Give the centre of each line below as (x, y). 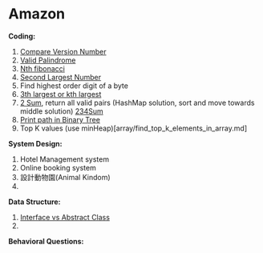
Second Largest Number (61, 77)
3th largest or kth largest (61, 94)
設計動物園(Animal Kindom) (65, 177)
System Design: (35, 143)
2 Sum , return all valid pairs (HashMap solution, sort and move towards (137, 102)
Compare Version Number (63, 51)
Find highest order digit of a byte (74, 86)
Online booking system (58, 167)
